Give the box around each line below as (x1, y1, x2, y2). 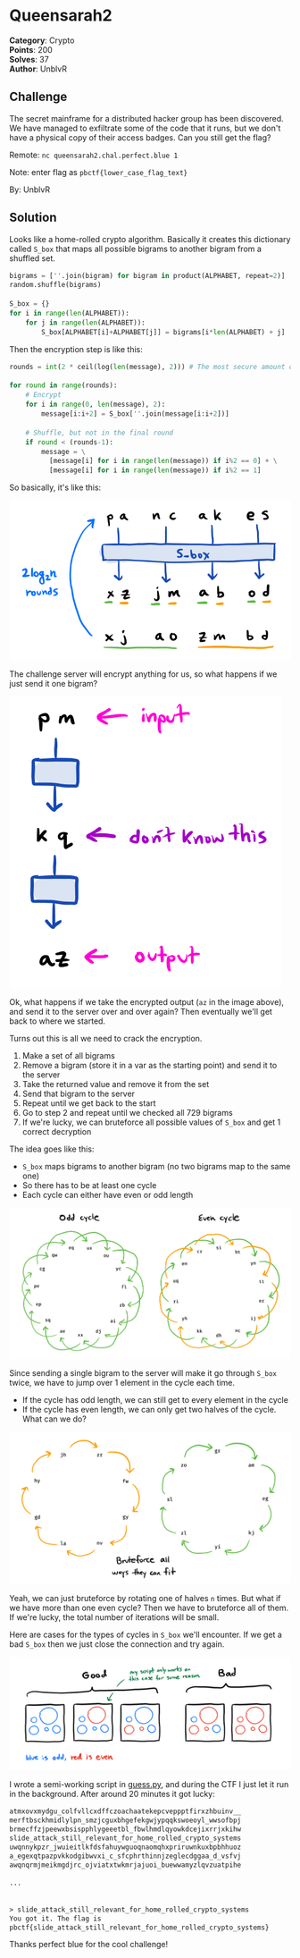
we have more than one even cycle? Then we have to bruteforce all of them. (9, 1602, 289, 1614)
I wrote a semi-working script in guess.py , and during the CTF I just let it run (9, 1778, 289, 1789)
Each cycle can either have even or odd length (21, 1189, 194, 1200)
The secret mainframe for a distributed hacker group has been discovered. (9, 113, 284, 123)
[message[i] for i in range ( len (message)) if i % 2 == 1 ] (48, 466, 262, 475)
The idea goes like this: (9, 1144, 95, 1154)
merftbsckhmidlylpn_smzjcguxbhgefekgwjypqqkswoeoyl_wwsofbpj (9, 1816, 242, 1825)
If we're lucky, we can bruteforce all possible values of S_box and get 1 (21, 1117, 281, 1127)
